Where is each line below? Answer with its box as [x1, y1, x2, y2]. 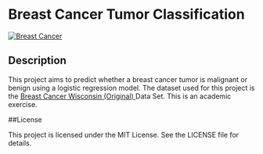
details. [8, 138, 32, 148]
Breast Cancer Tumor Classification [8, 5, 245, 23]
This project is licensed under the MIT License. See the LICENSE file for [8, 130, 240, 139]
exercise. [8, 99, 38, 109]
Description [8, 54, 67, 67]
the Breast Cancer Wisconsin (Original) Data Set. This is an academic [8, 91, 232, 101]
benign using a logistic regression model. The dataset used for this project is [8, 83, 255, 92]
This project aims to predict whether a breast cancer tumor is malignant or [8, 74, 248, 84]
